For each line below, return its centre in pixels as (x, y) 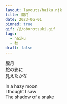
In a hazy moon (21, 86)
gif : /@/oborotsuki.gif (30, 29)
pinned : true (19, 24)
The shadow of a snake (30, 97)
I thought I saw (21, 91)
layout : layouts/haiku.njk (34, 10)
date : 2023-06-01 (24, 19)
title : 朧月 (17, 15)
